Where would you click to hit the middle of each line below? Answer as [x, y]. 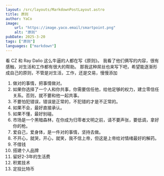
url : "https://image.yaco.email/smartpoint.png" [65, 28]
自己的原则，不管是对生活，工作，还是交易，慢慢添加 [63, 73]
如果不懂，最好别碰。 [34, 113]
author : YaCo [19, 19]
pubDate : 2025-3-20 [26, 37]
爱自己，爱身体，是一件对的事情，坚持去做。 [58, 132]
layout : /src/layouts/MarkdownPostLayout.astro [55, 10]
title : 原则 [17, 14]
